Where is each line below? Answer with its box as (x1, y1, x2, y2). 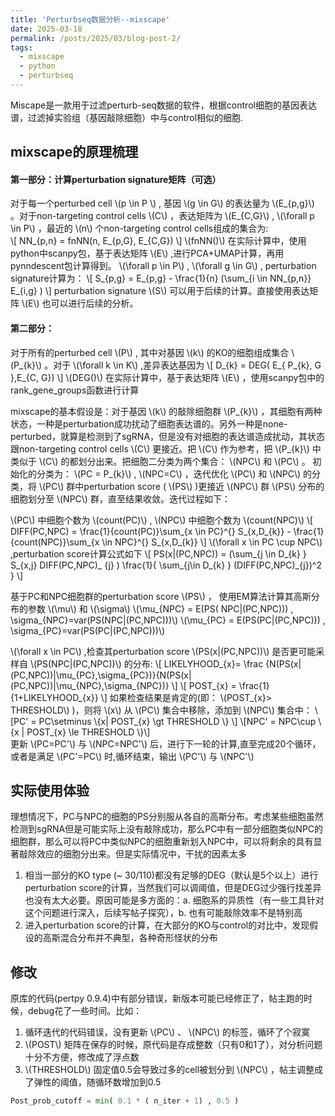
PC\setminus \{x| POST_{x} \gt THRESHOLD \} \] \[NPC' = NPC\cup (38, 715, 317, 727)
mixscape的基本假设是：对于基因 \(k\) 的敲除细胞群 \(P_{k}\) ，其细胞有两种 (10, 405, 323, 417)
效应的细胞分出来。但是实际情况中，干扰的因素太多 (36, 848, 247, 860)
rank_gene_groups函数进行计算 (10, 384, 140, 396)
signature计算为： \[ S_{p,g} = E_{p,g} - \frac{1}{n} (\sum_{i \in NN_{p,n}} (10, 272, 312, 285)
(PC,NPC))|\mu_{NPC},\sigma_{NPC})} (10, 679, 170, 691)
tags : (10, 42, 33, 53)
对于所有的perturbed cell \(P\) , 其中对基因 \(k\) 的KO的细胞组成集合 (10, 346, 290, 358)
